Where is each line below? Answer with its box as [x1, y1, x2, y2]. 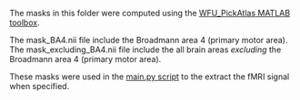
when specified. [9, 81, 70, 91]
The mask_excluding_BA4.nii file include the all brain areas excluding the [9, 44, 282, 55]
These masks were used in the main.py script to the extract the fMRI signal [9, 71, 290, 82]
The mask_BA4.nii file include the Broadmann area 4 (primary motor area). [9, 35, 288, 45]
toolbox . [9, 17, 40, 28]
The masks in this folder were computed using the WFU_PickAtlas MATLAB [9, 8, 291, 18]
